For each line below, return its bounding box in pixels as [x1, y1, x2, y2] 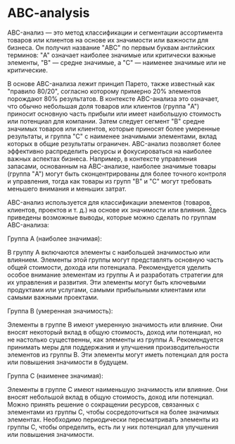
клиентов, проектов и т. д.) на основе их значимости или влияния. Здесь [7, 205, 227, 214]
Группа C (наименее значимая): [7, 371, 103, 380]
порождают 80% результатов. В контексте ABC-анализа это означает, [7, 94, 220, 103]
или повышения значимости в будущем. [7, 358, 129, 366]
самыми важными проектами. [7, 293, 99, 301]
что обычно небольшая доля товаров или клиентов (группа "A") [7, 102, 200, 110]
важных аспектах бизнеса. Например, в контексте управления [7, 154, 197, 163]
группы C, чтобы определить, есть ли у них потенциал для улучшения [7, 422, 219, 431]
